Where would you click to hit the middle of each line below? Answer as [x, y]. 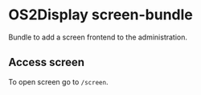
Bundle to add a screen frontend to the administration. [98, 37]
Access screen [47, 62]
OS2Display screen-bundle [100, 15]
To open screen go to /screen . [58, 81]
